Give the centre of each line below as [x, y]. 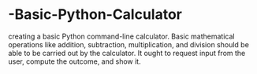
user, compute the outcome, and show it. [74, 61]
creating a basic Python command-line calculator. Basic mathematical [121, 36]
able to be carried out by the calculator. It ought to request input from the [127, 53]
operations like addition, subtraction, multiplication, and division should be [129, 44]
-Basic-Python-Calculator [95, 15]
